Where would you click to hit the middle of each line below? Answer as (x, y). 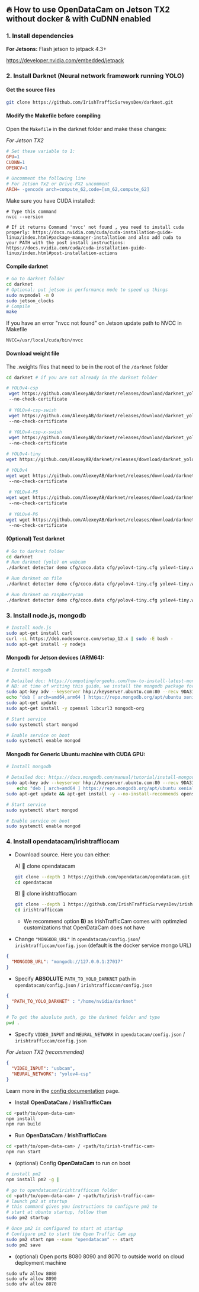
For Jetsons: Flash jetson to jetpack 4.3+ (56, 49)
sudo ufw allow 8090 (32, 1279)
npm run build (24, 1124)
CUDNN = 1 (16, 162)
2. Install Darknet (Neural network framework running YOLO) (95, 75)
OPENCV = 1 (17, 168)
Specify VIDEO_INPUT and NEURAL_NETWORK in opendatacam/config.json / (100, 1034)
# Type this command (32, 212)
